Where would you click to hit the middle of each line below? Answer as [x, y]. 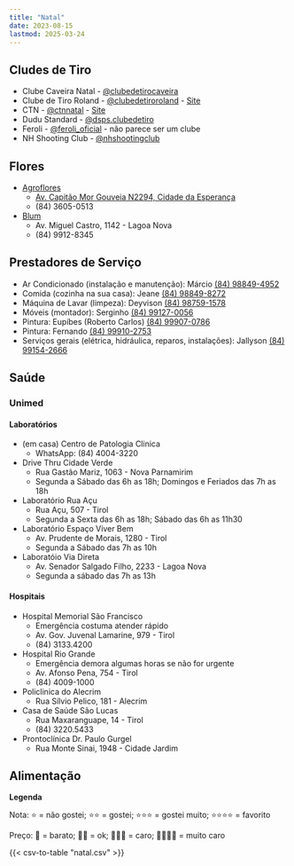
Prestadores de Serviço [75, 263]
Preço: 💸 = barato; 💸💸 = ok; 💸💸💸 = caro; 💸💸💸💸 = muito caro [117, 836]
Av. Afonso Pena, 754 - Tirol [87, 673]
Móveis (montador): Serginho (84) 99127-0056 [108, 312]
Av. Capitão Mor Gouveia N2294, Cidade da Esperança [135, 197]
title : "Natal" [37, 17]
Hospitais [27, 596]
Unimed [27, 403]
